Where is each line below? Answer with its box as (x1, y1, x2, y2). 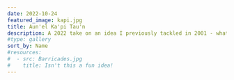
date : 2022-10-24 (7, 10, 58, 17)
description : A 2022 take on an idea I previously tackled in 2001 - (7, 29, 214, 37)
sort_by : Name (7, 42, 49, 49)
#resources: (7, 49, 42, 56)
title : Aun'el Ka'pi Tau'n (7, 23, 86, 30)
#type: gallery (7, 36, 52, 43)
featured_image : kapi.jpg (7, 17, 82, 24)
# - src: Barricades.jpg (7, 56, 82, 63)
